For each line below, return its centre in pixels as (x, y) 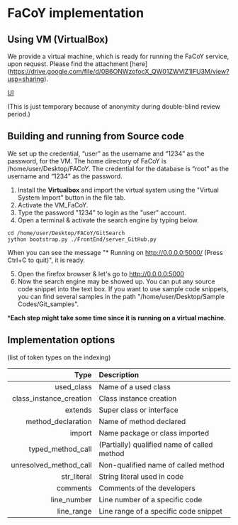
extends (78, 410)
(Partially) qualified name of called (156, 444)
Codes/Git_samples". (48, 304)
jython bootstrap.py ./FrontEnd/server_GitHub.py (82, 239)
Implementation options (61, 340)
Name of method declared (142, 421)
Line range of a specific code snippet (161, 511)
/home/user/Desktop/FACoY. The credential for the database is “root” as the (118, 168)
